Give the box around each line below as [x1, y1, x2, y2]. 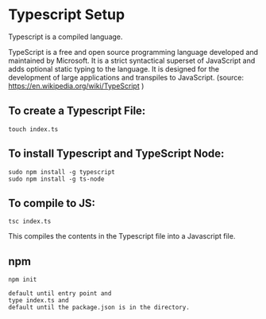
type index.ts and [8, 297, 69, 305]
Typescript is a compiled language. [8, 32, 123, 41]
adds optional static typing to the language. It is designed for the [8, 64, 220, 73]
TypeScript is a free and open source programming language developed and [8, 47, 259, 56]
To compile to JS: [8, 196, 96, 210]
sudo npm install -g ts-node [8, 175, 105, 183]
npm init [8, 276, 37, 284]
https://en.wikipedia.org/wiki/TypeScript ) [8, 81, 145, 91]
